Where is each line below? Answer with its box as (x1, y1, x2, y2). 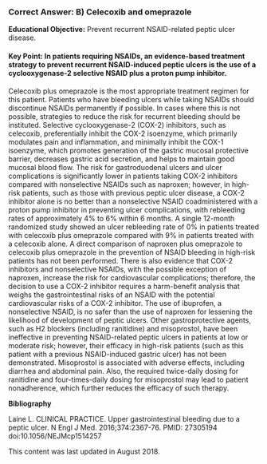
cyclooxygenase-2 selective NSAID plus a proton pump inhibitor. (8, 68, 227, 77)
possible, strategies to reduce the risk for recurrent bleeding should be (8, 111, 241, 121)
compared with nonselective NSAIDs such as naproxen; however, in (8, 179, 230, 189)
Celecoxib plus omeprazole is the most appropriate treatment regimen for (8, 86, 249, 96)
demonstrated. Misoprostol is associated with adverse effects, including (8, 358, 245, 367)
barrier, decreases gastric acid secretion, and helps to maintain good (8, 154, 235, 164)
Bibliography (8, 399, 52, 408)
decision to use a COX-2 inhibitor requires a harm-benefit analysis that (8, 281, 241, 291)
